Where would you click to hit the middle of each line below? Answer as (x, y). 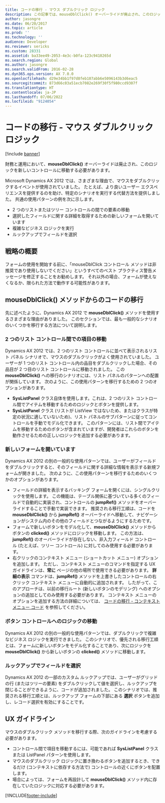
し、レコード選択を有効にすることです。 (46, 702)
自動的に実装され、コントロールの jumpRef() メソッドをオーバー (91, 502)
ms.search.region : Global (32, 60)
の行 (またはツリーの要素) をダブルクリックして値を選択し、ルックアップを (81, 683)
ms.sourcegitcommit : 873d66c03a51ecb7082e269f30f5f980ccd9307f (71, 83)
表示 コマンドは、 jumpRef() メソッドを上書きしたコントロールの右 (89, 576)
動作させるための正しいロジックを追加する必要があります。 (72, 435)
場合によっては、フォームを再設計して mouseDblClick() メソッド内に (82, 779)
